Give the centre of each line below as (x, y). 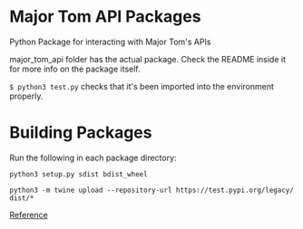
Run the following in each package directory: (93, 157)
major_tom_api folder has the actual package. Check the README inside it (147, 59)
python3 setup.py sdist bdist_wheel (78, 174)
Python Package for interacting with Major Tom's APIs (110, 42)
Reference (29, 215)
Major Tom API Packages (105, 17)
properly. (26, 96)
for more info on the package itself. (75, 69)
